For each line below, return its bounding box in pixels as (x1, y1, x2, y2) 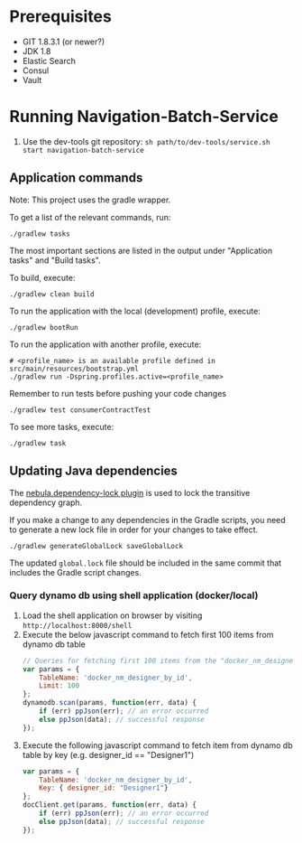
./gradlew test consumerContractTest (9, 405, 151, 415)
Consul (22, 65, 50, 76)
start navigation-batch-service (22, 145, 144, 155)
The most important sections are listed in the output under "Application (9, 245, 273, 256)
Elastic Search (22, 55, 77, 66)
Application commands (9, 170, 143, 186)
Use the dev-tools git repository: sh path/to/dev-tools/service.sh (22, 136, 270, 146)
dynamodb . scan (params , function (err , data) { (22, 698, 197, 707)
